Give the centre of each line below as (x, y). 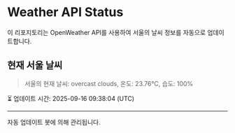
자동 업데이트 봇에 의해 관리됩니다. (54, 122)
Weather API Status (65, 12)
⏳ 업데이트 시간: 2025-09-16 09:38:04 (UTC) (71, 98)
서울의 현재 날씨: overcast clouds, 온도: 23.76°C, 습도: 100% (109, 83)
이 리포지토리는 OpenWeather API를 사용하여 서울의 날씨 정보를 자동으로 (107, 32)
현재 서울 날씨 (35, 65)
